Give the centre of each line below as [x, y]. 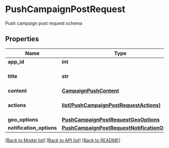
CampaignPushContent [91, 91]
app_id [16, 61]
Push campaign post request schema [44, 23]
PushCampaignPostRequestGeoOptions [111, 119]
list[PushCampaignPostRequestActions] [111, 105]
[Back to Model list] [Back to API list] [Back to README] [63, 140]
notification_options [32, 128]
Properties [22, 39]
